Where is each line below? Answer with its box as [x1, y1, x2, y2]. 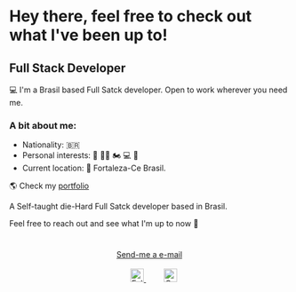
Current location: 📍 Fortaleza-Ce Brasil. [21, 162, 166, 174]
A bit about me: [9, 119, 77, 131]
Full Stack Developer [9, 60, 126, 75]
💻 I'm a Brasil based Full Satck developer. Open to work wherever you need [9, 84, 288, 95]
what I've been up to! [9, 25, 168, 45]
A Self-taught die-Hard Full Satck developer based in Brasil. [9, 201, 228, 212]
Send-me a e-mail [116, 249, 183, 260]
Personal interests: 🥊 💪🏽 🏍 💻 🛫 [21, 150, 140, 161]
